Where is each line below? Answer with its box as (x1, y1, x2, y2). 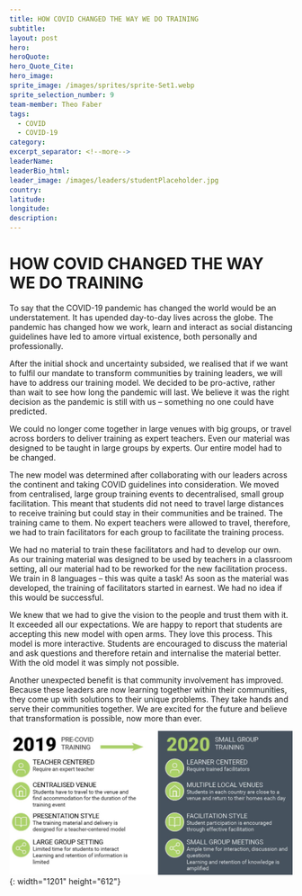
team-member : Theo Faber (9, 100, 102, 109)
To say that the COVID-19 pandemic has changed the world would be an (9, 302, 277, 313)
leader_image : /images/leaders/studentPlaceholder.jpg (9, 175, 219, 184)
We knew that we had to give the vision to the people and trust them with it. (9, 609, 289, 620)
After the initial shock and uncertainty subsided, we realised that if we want (9, 358, 289, 369)
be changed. (9, 452, 57, 462)
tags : (9, 109, 30, 119)
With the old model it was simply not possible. (9, 657, 180, 668)
